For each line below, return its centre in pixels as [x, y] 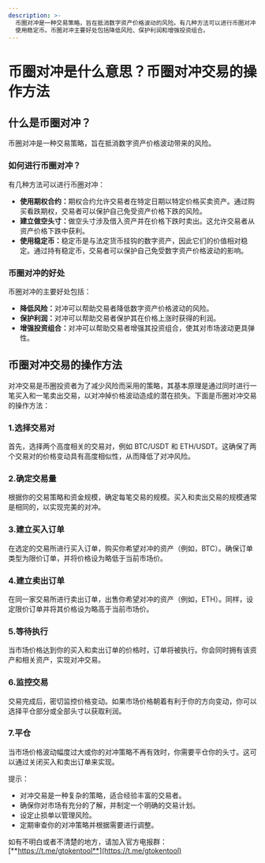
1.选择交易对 [32, 428]
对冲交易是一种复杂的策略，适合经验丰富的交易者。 [103, 795]
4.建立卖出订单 [37, 581]
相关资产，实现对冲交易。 [63, 660]
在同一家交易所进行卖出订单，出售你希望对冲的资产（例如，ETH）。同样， [127, 599]
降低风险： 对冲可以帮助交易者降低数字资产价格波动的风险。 [116, 308]
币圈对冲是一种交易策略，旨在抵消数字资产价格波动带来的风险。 [112, 144]
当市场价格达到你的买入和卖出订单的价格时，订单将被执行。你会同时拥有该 [129, 650]
